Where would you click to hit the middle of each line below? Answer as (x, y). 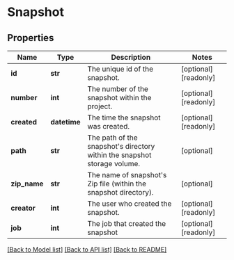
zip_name (27, 184)
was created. (109, 126)
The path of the (112, 138)
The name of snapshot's (127, 175)
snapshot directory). (121, 192)
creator (23, 208)
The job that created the (127, 224)
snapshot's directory (121, 146)
